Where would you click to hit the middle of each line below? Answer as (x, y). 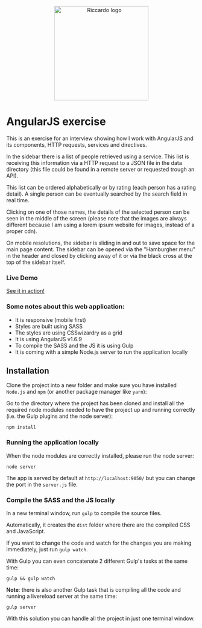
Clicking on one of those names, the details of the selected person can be (98, 212)
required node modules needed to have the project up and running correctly (101, 410)
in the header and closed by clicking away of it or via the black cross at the (99, 255)
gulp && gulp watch (31, 578)
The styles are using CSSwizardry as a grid (68, 333)
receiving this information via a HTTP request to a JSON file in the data (94, 162)
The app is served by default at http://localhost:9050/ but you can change (101, 478)
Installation (28, 370)
